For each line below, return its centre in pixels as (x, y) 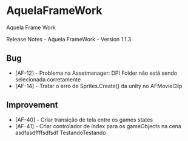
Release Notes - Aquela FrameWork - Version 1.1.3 (69, 39)
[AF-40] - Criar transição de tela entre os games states (84, 120)
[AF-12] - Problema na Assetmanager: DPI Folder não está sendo (96, 73)
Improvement (32, 105)
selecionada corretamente (48, 79)
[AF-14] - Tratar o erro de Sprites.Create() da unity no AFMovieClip (99, 86)
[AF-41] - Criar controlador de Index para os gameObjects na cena (98, 126)
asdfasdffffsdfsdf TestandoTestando (60, 132)
